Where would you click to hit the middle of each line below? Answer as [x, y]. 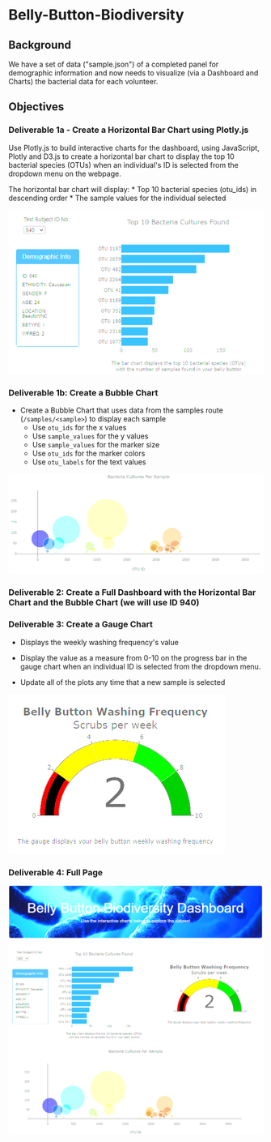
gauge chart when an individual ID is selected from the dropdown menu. [140, 666]
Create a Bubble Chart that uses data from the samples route [122, 410]
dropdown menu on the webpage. [65, 173]
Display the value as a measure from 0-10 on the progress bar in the [133, 657]
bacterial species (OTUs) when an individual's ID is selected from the [123, 165]
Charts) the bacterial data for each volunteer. [83, 81]
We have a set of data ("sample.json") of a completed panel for [114, 64]
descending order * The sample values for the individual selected [117, 198]
